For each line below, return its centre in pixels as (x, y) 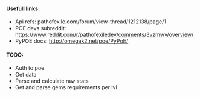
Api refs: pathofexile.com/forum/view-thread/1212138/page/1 (90, 22)
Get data (26, 75)
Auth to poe (30, 68)
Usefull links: (23, 8)
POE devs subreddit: (40, 28)
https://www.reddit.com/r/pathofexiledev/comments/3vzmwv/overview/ (104, 35)
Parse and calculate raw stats (52, 81)
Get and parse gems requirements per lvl (66, 87)
